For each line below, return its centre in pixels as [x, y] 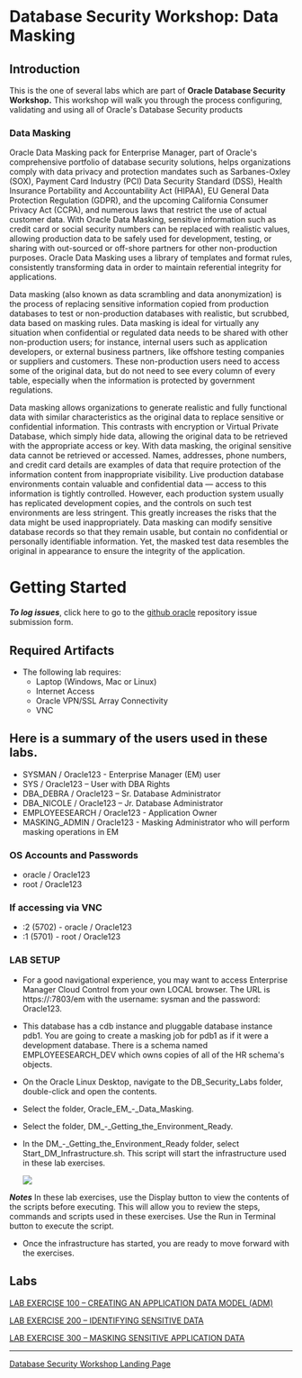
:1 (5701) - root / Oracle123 [71, 937]
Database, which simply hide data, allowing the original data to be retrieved [149, 436]
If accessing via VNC [56, 908]
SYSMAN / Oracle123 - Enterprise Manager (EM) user [121, 774]
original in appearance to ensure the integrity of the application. [127, 551]
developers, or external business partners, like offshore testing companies [147, 352]
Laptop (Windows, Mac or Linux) [96, 682]
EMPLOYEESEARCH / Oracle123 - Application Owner [120, 812]
